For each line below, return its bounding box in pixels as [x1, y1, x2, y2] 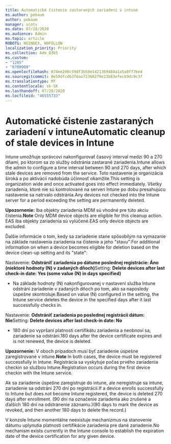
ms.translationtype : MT [5, 79, 56, 84]
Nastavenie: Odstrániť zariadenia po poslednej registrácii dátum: [5, 312, 145, 318]
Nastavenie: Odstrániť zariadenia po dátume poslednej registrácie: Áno [5, 259, 159, 266]
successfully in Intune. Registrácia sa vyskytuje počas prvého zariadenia [5, 359, 158, 365]
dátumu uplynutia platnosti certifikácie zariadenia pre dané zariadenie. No [5, 423, 160, 429]
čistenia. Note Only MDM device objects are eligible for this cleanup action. [5, 213, 163, 219]
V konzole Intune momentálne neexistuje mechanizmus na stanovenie [5, 417, 152, 423]
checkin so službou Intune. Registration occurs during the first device [5, 364, 151, 371]
